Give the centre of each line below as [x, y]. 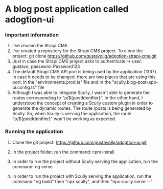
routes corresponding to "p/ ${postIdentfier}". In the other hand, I [77, 98]
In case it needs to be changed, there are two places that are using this [84, 77]
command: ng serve [32, 166]
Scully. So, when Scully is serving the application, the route [72, 114]
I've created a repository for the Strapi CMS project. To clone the [77, 51]
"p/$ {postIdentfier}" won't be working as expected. [64, 119]
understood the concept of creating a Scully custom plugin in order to [82, 103]
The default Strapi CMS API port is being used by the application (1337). [85, 72]
